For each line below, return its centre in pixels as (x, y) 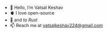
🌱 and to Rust (24, 20)
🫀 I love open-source (32, 13)
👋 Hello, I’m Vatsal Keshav (36, 8)
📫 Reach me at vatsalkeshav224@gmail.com (56, 25)
